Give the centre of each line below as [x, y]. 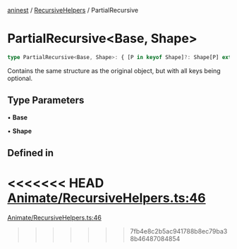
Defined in [31, 153]
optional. [20, 78]
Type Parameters [46, 100]
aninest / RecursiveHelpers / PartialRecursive [73, 10]
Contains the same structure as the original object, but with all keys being [114, 70]
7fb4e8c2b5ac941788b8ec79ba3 [179, 231]
